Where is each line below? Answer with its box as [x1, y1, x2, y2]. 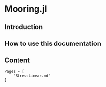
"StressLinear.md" [13, 73, 51, 78]
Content [4, 56, 30, 65]
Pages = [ [4, 69, 25, 74]
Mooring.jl [4, 3, 47, 15]
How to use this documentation [4, 39, 102, 47]
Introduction [4, 23, 43, 31]
